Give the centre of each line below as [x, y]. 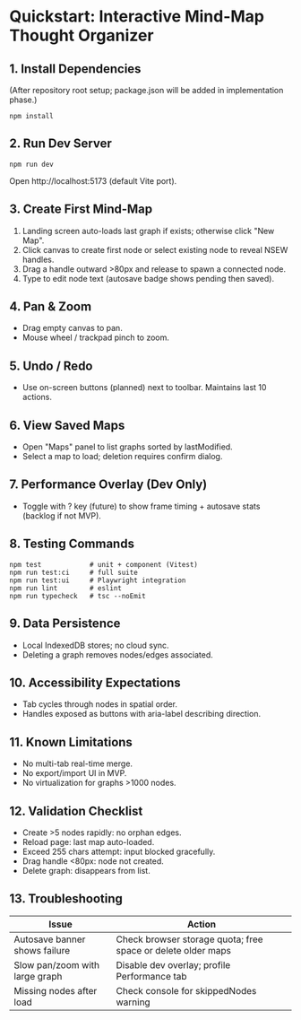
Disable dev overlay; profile [173, 964]
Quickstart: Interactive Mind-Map [137, 17]
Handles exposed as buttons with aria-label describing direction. [142, 714]
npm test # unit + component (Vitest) [104, 564]
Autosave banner [50, 939]
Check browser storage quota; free [189, 939]
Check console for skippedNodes [186, 990]
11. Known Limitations [71, 742]
